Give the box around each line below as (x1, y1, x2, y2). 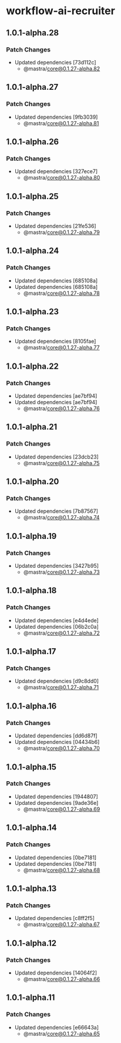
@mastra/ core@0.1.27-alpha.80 (23, 174, 100, 181)
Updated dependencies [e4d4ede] (14, 616, 99, 624)
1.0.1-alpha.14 (6, 823, 57, 833)
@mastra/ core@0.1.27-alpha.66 (23, 975, 100, 982)
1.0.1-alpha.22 (6, 361, 59, 371)
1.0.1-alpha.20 (6, 477, 59, 487)
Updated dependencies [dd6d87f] (14, 732, 98, 739)
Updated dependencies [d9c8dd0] (14, 678, 99, 685)
